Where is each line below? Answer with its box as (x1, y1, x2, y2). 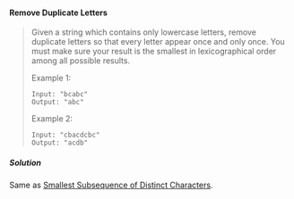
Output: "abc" (30, 98, 84, 107)
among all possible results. (30, 55, 131, 66)
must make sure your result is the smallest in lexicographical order (30, 46, 277, 57)
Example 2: (30, 113, 73, 124)
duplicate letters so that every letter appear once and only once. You (30, 37, 285, 47)
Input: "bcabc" (30, 90, 89, 99)
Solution (9, 157, 42, 168)
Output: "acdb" (30, 138, 89, 147)
